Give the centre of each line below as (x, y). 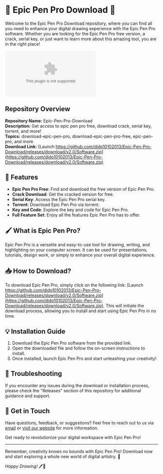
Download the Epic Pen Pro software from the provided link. (72, 343)
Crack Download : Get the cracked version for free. (63, 194)
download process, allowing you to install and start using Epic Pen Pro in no (81, 311)
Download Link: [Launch (30, 146)
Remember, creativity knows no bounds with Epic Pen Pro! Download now (79, 451)
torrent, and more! (23, 131)
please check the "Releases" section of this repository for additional (73, 390)
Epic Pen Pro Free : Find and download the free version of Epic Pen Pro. (83, 189)
